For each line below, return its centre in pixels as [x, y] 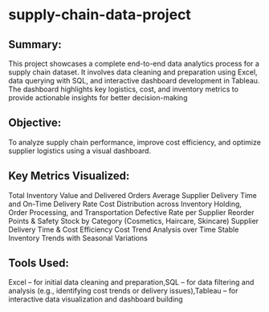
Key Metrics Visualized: [69, 176]
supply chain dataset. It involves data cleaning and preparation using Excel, [133, 72]
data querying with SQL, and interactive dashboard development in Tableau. [134, 81]
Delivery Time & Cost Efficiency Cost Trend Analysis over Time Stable [124, 229]
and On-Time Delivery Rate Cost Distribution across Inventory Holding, [125, 204]
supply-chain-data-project [100, 15]
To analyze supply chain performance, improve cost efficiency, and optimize [134, 142]
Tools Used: [39, 263]
